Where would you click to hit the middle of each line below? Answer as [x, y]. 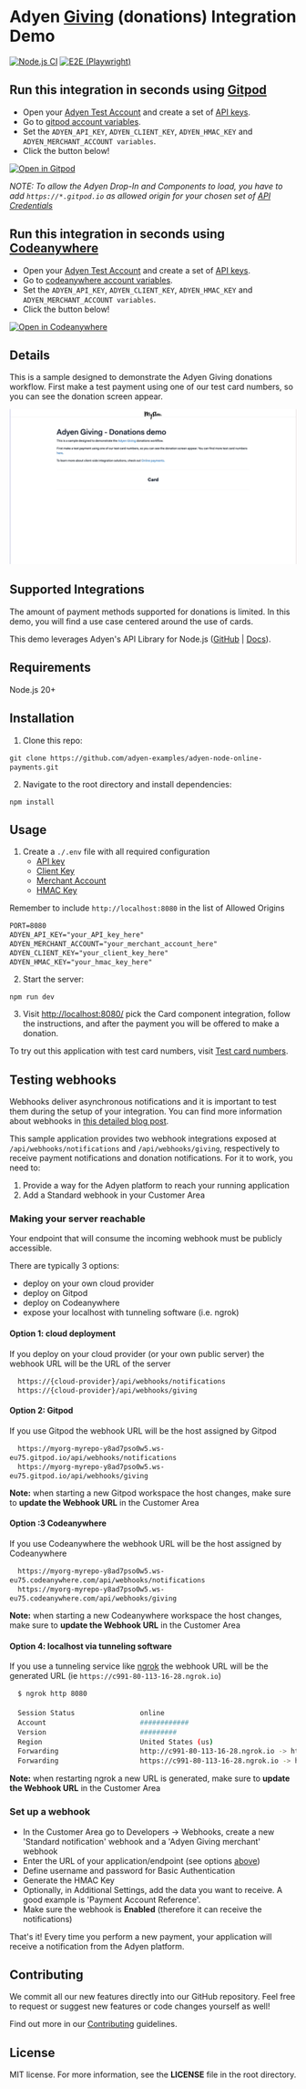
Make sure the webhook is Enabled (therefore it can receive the [142, 1909]
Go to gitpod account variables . [82, 121]
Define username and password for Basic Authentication [128, 1870]
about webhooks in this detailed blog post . [89, 1121]
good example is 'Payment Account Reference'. [112, 1899]
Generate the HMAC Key [69, 1880]
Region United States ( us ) [116, 1742]
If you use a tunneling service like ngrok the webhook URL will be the [139, 1666]
